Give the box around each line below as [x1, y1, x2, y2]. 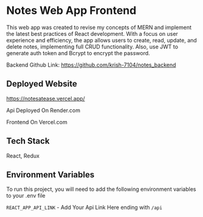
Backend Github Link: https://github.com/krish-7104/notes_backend [6, 61, 176, 68]
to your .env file [6, 192, 46, 199]
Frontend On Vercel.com [6, 118, 68, 125]
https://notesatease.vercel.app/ [6, 95, 85, 102]
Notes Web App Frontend [6, 4, 137, 18]
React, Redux [6, 152, 40, 159]
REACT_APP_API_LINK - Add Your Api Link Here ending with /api [6, 204, 163, 211]
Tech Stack [6, 136, 50, 146]
